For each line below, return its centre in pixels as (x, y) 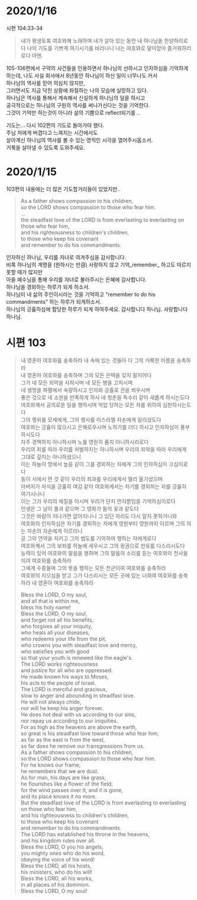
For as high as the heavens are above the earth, (79, 727)
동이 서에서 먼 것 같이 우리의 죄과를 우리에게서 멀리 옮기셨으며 (91, 479)
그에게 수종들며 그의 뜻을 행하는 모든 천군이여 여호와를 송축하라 (93, 568)
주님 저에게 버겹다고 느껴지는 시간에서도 (52, 132)
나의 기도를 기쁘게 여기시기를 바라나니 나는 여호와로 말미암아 (96, 48)
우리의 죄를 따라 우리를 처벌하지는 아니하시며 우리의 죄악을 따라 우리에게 (104, 449)
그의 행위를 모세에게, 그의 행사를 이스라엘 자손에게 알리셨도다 (91, 419)
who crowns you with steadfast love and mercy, (79, 645)
